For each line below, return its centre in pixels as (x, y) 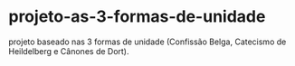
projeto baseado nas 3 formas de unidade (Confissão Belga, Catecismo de (147, 42)
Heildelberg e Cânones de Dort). (69, 51)
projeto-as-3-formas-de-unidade (137, 17)
